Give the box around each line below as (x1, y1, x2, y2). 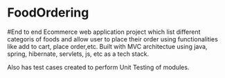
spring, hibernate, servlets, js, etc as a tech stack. (7, 50, 150, 58)
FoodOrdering (7, 5, 89, 21)
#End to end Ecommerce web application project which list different (7, 28, 201, 36)
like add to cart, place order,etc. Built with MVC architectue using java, (7, 42, 208, 50)
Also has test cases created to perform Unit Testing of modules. (7, 63, 190, 71)
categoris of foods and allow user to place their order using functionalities (7, 35, 218, 43)
